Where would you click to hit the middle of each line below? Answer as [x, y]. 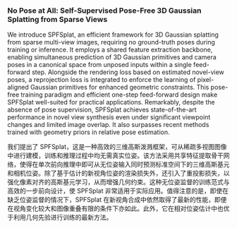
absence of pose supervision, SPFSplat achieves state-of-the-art [102, 110]
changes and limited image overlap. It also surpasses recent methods [108, 125]
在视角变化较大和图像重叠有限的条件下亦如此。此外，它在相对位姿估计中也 [115, 209]
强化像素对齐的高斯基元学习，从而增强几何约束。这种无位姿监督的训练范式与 [119, 182]
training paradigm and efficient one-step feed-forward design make [119, 95]
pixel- [206, 80]
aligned [18, 88]
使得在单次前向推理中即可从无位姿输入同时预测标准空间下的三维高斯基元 [124, 164]
